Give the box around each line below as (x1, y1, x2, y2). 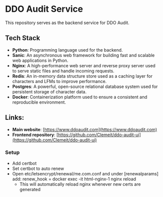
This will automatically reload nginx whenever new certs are (19, 181, 141, 187)
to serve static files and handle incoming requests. (12, 68, 114, 74)
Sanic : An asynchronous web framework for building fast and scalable (12, 52, 155, 58)
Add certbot (12, 160, 37, 166)
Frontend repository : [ (12, 132, 58, 138)
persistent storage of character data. (12, 88, 87, 94)
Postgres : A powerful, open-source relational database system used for (12, 84, 158, 89)
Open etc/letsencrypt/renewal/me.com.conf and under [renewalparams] (12, 170, 159, 176)
